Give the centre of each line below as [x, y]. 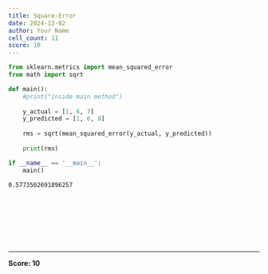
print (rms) [41, 149]
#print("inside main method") [73, 97]
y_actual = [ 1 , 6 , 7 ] [58, 111]
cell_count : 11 [33, 38]
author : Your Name [39, 30]
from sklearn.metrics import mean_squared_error [91, 68]
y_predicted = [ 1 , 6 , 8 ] [64, 119]
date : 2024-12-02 [37, 23]
